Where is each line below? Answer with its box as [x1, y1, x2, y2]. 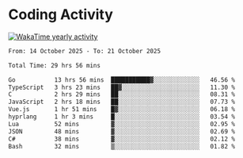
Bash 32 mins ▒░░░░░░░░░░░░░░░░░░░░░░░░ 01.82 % [8, 142, 236, 150]
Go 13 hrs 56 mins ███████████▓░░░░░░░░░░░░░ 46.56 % [8, 75, 236, 84]
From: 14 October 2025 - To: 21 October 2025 [8, 47, 161, 55]
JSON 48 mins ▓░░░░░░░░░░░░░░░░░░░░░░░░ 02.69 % [8, 127, 236, 136]
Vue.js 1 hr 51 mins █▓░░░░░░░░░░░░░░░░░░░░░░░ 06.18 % [8, 106, 236, 114]
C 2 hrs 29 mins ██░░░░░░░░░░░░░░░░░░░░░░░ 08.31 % [8, 91, 236, 98]
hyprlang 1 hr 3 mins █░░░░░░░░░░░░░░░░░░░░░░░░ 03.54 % [8, 113, 236, 121]
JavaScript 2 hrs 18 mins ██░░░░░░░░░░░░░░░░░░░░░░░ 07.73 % [8, 98, 236, 106]
